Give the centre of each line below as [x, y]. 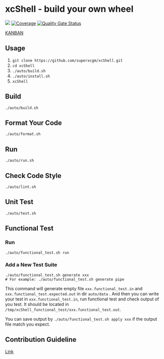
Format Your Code [34, 123]
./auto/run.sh [20, 161]
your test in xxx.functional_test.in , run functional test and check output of [82, 299]
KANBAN [14, 32]
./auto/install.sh [31, 76]
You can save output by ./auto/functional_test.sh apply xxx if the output [81, 319]
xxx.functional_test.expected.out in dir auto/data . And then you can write [82, 294]
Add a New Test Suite [31, 265]
